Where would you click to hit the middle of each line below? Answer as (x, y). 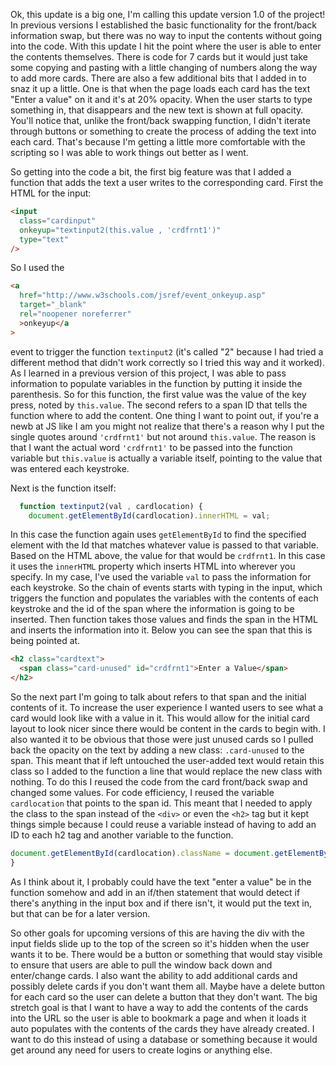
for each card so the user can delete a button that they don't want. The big (164, 996)
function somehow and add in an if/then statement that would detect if (155, 892)
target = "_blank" (53, 305)
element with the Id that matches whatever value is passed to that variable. (164, 545)
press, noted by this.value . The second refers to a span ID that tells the (159, 405)
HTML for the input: (51, 193)
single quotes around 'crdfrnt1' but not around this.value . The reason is (163, 436)
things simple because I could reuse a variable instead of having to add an (163, 824)
